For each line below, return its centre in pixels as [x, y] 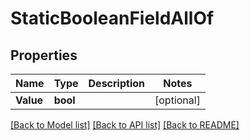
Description [116, 83]
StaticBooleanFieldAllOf [112, 18]
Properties [44, 55]
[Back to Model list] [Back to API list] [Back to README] [125, 125]
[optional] [177, 100]
